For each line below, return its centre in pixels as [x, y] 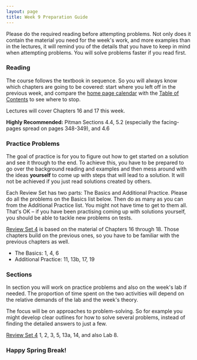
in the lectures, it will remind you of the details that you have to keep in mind [98, 46]
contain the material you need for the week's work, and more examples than [98, 40]
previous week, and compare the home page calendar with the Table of [93, 93]
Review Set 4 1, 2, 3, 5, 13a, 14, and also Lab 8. [62, 335]
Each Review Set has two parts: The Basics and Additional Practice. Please [97, 193]
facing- [170, 122]
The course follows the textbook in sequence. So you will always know [92, 81]
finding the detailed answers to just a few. [57, 324]
